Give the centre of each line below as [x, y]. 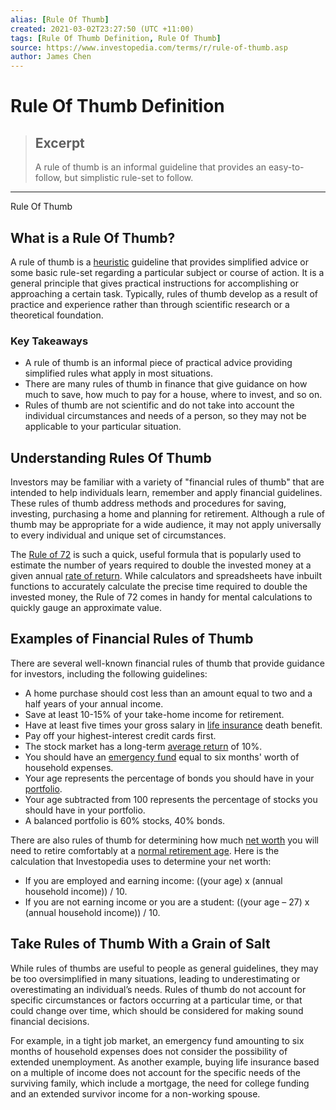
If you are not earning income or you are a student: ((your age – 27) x [167, 902]
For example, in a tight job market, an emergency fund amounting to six [157, 1040]
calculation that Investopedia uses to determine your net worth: [141, 861]
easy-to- [286, 167]
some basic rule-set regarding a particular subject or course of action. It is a [167, 272]
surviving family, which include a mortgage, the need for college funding [160, 1083]
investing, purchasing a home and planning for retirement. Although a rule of [168, 514]
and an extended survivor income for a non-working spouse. [135, 1093]
